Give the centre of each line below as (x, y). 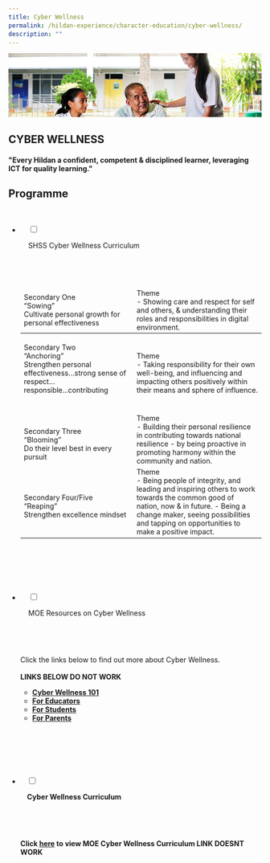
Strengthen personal (57, 364)
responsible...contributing (66, 390)
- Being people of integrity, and (188, 481)
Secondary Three (53, 431)
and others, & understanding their (192, 310)
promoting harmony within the (186, 452)
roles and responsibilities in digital (192, 318)
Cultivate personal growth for (72, 314)
